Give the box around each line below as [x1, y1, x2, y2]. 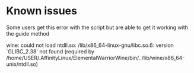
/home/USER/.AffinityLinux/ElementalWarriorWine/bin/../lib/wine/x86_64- [6, 54, 185, 61]
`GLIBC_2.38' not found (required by [6, 47, 95, 55]
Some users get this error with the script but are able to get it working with [6, 24, 189, 31]
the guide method [6, 30, 50, 37]
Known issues [6, 4, 77, 18]
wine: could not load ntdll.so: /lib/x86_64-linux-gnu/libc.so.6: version [6, 42, 174, 49]
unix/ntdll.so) [6, 61, 39, 68]
